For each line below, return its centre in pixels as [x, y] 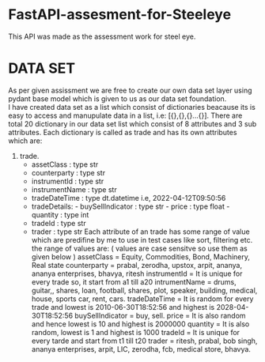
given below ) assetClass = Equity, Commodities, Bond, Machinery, [141, 256]
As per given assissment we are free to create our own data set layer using [130, 90]
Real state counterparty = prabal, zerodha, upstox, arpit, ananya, [137, 265]
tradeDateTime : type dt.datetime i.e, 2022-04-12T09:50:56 [129, 198]
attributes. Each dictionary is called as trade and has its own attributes [123, 132]
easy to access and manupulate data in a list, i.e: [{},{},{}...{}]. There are [125, 115]
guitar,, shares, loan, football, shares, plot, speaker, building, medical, [144, 290]
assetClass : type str [65, 164]
